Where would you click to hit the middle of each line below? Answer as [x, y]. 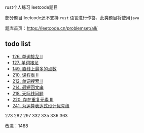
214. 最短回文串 [28, 87]
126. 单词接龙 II [27, 56]
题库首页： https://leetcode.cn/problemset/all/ [51, 28]
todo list [18, 44]
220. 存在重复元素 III [33, 100]
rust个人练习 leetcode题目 [32, 7]
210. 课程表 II [25, 75]
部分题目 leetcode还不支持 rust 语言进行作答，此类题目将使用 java [72, 18]
